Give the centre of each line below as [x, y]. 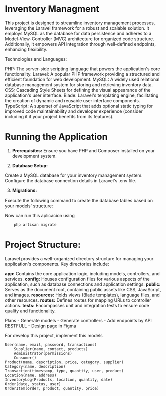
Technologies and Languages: [36, 59]
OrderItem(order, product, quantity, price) [52, 388]
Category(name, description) [35, 366]
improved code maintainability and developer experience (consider [74, 111]
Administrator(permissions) [43, 353]
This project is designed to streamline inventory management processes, [80, 23]
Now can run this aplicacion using [40, 215]
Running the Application [56, 137]
